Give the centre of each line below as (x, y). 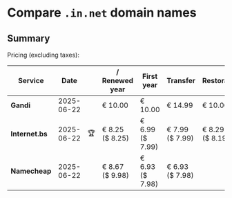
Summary (29, 38)
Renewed (117, 81)
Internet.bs (29, 134)
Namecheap (31, 171)
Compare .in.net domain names (102, 13)
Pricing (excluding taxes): (43, 55)
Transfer (181, 81)
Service (31, 81)
